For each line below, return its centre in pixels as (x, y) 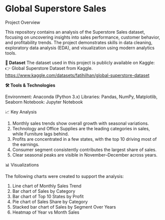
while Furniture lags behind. (41, 134)
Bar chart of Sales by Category (44, 191)
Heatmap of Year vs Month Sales (46, 212)
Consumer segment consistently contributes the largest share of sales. (84, 150)
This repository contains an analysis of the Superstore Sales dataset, (75, 32)
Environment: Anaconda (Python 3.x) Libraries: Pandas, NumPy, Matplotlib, (82, 97)
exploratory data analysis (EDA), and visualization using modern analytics (80, 48)
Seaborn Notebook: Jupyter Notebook (44, 102)
